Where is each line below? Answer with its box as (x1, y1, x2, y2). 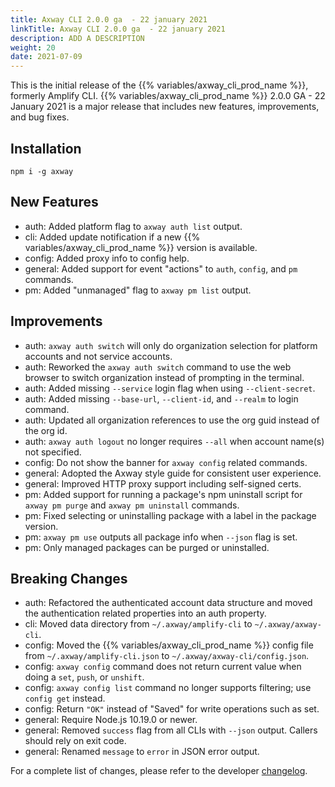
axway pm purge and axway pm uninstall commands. (24, 499, 240, 511)
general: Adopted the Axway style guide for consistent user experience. (24, 467, 322, 479)
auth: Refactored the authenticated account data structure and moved (24, 597, 313, 609)
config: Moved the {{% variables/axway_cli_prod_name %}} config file (24, 639, 314, 651)
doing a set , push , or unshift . (24, 671, 145, 683)
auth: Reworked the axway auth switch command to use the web (24, 361, 292, 373)
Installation (10, 140, 82, 157)
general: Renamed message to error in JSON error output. (24, 746, 260, 758)
